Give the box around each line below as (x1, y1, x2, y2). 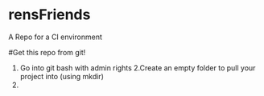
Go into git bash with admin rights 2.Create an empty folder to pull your (19, 62, 256, 73)
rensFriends (8, 6, 91, 24)
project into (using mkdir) (19, 71, 105, 81)
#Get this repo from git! (8, 47, 86, 57)
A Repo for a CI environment (8, 32, 103, 42)
